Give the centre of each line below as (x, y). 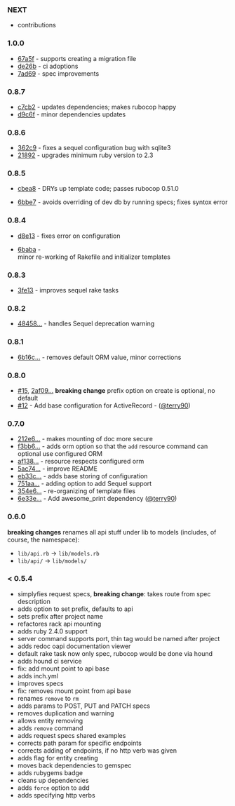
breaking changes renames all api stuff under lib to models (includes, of (112, 532)
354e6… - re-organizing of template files (76, 491)
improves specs (40, 683)
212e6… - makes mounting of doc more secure (85, 439)
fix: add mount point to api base (63, 669)
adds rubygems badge (50, 772)
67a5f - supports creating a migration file (77, 58)
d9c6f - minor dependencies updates (72, 114)
